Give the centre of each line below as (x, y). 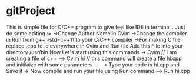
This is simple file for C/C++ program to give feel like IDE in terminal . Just (96, 27)
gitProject (31, 11)
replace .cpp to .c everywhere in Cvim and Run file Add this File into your (94, 46)
